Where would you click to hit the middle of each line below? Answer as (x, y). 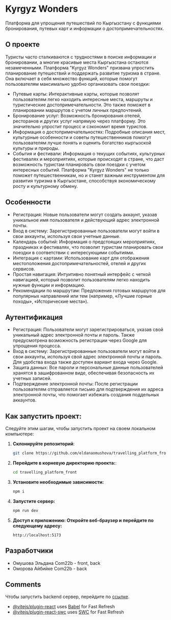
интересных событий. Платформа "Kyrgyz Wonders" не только (81, 170)
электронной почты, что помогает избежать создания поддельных (86, 395)
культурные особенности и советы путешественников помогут (82, 137)
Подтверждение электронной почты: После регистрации (75, 384)
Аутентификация (34, 317)
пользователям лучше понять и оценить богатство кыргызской (82, 142)
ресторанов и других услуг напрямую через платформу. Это (79, 121)
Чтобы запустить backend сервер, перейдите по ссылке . (67, 597)
